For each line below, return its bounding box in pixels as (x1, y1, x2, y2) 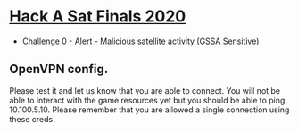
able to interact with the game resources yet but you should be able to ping (9, 95, 286, 105)
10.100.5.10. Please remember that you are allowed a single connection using (9, 104, 290, 115)
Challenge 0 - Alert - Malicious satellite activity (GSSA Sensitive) (21, 36, 260, 46)
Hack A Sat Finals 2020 (9, 6, 186, 27)
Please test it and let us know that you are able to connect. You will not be (9, 85, 281, 95)
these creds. (9, 113, 55, 124)
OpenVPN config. (9, 62, 109, 77)
